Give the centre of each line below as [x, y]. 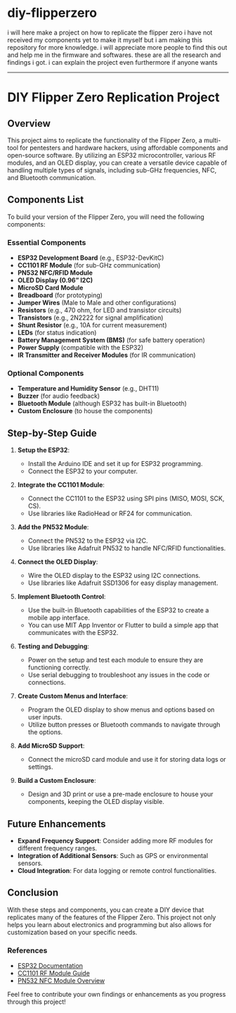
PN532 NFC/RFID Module [55, 273]
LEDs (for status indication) [57, 333]
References [27, 950]
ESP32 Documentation [50, 966]
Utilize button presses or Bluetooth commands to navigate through [124, 725]
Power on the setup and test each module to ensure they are [116, 660]
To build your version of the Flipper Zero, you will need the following [106, 217]
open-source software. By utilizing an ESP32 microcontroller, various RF [112, 155]
